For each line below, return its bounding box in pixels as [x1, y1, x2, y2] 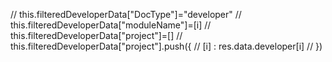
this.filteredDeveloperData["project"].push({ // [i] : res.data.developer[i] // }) [10, 40, 323, 52]
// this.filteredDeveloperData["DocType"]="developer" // [10, 9, 242, 20]
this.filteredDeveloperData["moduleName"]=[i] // [10, 19, 212, 31]
